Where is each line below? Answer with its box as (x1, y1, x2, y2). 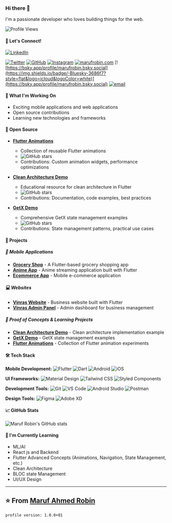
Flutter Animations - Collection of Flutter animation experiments (12, 340, 149, 347)
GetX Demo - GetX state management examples (12, 335, 115, 341)
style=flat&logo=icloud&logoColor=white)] (5, 75, 95, 81)
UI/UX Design (12, 476, 42, 483)
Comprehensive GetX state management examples (20, 214, 128, 220)
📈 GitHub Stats (5, 407, 39, 414)
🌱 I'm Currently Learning (5, 432, 59, 439)
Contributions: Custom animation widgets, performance (20, 158, 138, 165)
